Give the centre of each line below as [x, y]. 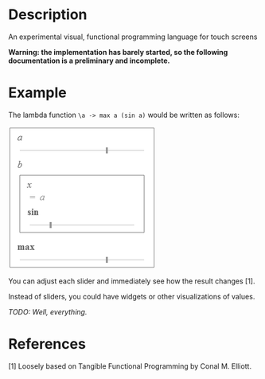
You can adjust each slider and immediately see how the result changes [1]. [132, 281]
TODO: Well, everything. [48, 311]
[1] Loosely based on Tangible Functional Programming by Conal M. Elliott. [130, 366]
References [47, 344]
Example [37, 93]
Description [48, 15]
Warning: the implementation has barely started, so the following [118, 52]
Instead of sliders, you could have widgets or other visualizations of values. [132, 296]
